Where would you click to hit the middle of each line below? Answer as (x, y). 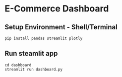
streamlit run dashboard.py (34, 69)
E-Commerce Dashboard (57, 9)
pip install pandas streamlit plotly (44, 38)
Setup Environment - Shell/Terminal (61, 27)
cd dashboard (18, 65)
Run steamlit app (31, 53)
